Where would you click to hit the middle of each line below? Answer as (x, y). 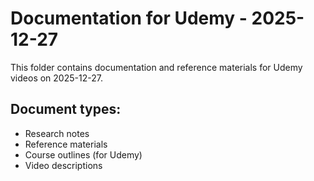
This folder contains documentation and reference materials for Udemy (156, 67)
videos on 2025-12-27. (56, 78)
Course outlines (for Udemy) (83, 154)
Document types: (66, 109)
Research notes (57, 133)
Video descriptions (63, 165)
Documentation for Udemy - (129, 18)
